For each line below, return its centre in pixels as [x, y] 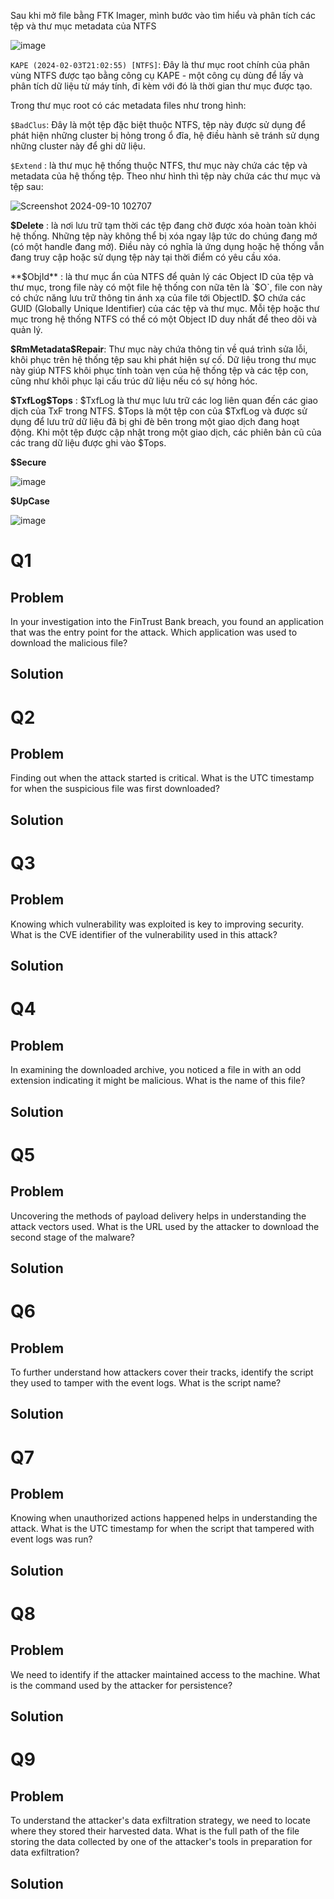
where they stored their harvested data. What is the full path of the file [155, 1831]
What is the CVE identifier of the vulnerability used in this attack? [144, 934]
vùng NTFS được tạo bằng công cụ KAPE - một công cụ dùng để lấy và [157, 75]
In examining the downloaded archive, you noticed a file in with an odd [156, 1070]
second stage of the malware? [72, 1237]
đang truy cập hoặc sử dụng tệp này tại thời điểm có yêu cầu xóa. [146, 257]
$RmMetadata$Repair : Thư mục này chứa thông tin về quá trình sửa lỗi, [159, 349]
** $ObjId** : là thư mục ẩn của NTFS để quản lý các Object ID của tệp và [162, 276]
